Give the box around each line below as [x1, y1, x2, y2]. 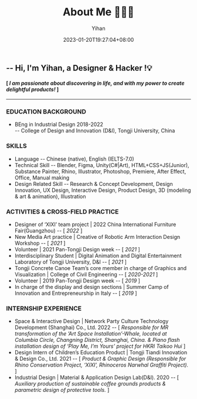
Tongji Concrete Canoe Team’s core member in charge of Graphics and [14, 265, 187, 272]
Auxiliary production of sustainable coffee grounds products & [14, 380, 166, 387]
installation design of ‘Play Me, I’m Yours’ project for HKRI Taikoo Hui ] [14, 343, 186, 350]
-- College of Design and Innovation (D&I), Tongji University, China [14, 127, 175, 134]
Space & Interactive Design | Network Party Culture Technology [14, 318, 169, 325]
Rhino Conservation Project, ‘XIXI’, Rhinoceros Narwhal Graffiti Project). [14, 361, 189, 368]
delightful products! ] [6, 85, 59, 93]
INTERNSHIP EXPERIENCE [6, 304, 82, 312]
